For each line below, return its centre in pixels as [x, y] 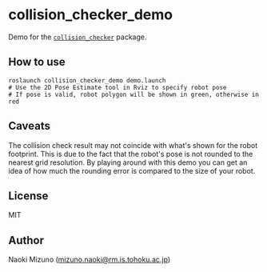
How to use [37, 62]
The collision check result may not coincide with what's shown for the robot [133, 145]
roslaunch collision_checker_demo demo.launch [87, 80]
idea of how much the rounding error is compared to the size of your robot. [132, 170]
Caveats [29, 126]
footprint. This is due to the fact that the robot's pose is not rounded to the [131, 154]
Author [26, 240]
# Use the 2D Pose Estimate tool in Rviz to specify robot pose [118, 87]
